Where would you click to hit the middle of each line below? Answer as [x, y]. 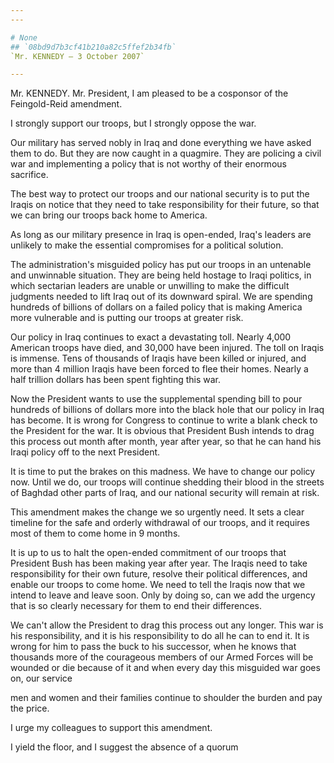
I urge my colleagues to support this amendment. [111, 728]
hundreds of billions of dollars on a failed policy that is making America [156, 307]
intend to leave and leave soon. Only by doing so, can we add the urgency [163, 595]
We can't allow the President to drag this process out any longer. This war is [167, 625]
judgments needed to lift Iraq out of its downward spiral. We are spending [161, 297]
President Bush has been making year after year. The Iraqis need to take [159, 563]
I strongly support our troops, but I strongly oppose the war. [133, 123]
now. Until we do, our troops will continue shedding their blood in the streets [167, 482]
